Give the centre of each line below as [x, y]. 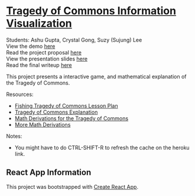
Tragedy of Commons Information [91, 11]
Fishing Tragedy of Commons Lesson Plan [66, 105]
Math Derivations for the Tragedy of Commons [71, 118]
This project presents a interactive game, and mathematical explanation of [96, 76]
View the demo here [31, 46]
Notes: [14, 136]
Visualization [39, 23]
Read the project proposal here [44, 52]
